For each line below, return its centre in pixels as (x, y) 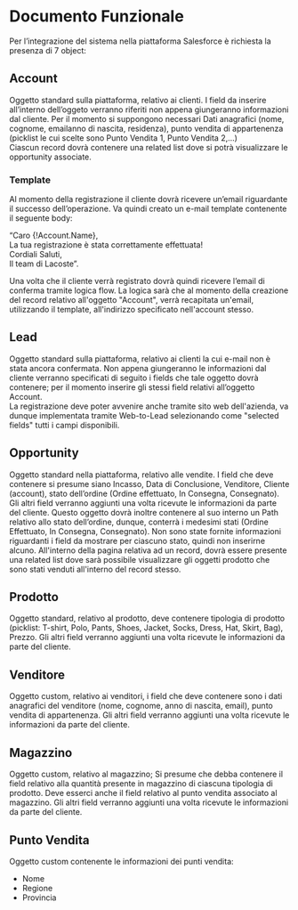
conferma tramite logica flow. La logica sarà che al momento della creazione (149, 290)
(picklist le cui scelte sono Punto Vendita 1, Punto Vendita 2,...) (124, 138)
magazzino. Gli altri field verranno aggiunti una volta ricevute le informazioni (149, 802)
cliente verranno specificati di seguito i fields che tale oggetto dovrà (134, 378)
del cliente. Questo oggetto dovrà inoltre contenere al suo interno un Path (144, 512)
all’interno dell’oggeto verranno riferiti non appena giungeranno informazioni (149, 110)
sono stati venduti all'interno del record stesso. (95, 569)
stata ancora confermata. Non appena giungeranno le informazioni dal (138, 368)
